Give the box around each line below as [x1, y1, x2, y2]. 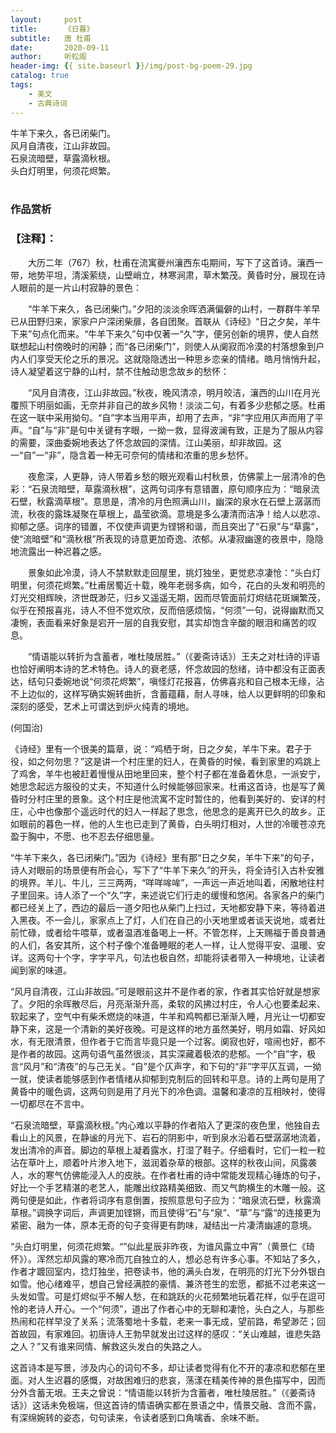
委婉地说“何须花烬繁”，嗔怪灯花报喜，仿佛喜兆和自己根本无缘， [53, 675, 317, 687]
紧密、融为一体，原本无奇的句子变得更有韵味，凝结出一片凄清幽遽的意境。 [10, 1219, 317, 1231]
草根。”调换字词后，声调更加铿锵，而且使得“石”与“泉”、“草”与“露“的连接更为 [10, 1206, 322, 1218]
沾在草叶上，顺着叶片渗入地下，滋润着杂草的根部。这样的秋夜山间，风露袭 [10, 1156, 317, 1168]
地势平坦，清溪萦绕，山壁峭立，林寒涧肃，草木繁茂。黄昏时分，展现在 [27, 269, 317, 281]
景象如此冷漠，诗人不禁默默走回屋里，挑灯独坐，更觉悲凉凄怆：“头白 [27, 566, 313, 578]
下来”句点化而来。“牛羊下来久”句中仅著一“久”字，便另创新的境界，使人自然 [10, 327, 319, 340]
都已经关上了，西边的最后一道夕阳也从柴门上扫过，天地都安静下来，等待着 [10, 901, 317, 913]
